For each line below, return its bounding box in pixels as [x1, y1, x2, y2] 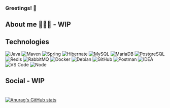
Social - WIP [5, 76, 45, 85]
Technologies [5, 38, 50, 46]
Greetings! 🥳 [5, 5, 37, 12]
